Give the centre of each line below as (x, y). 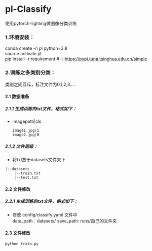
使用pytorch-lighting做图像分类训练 (41, 23)
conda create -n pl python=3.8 (36, 48)
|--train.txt (27, 174)
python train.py (22, 244)
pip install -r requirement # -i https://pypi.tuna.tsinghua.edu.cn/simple (76, 59)
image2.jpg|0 (26, 135)
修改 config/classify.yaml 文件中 (45, 215)
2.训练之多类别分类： (30, 72)
